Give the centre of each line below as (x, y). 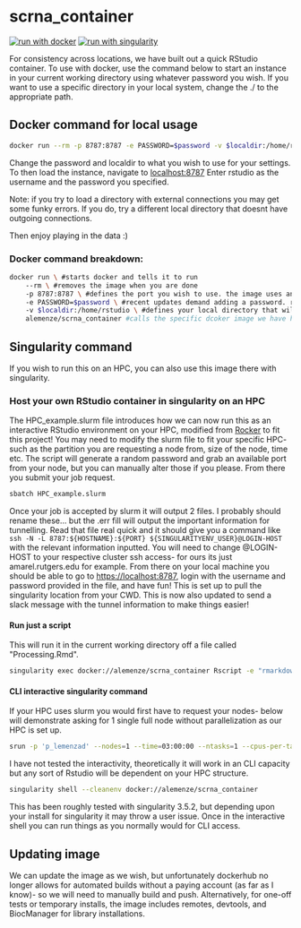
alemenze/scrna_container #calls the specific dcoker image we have (156, 319)
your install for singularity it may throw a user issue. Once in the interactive (147, 816)
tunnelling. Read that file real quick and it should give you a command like (145, 530)
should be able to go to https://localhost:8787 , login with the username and (147, 576)
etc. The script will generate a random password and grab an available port (148, 459)
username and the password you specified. (89, 182)
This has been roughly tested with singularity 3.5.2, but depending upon (142, 807)
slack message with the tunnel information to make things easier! (129, 605)
